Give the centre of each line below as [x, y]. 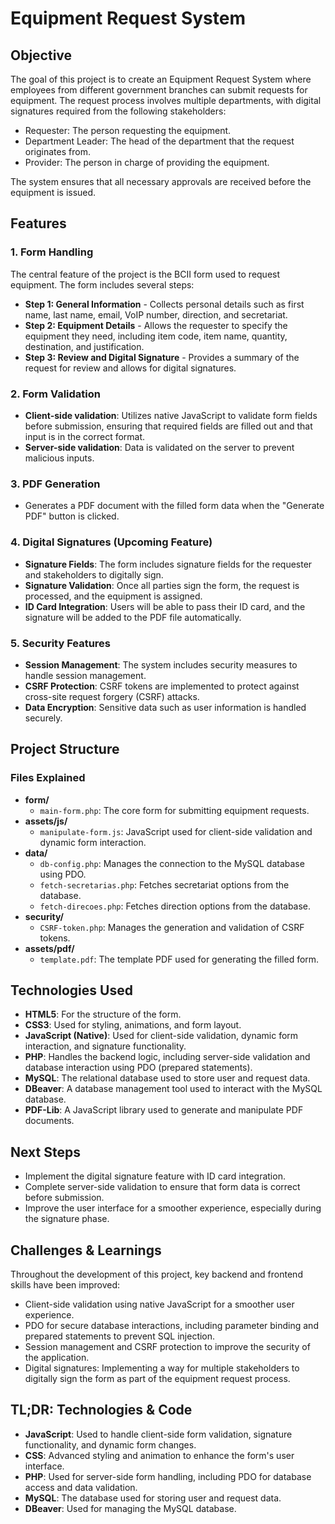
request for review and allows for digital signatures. [130, 368]
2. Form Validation [55, 394]
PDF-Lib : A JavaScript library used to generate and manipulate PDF [164, 1110]
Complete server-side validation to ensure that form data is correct [162, 1187]
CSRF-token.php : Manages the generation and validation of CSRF [172, 927]
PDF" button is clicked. [72, 516]
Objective [41, 55]
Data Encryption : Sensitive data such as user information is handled [165, 707]
